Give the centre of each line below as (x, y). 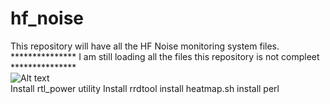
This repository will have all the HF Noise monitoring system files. (145, 46)
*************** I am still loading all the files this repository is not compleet (165, 56)
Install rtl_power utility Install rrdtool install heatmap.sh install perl (145, 88)
